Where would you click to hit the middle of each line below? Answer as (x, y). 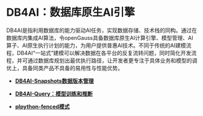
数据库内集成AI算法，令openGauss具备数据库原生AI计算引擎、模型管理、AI (100, 37)
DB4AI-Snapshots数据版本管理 (54, 81)
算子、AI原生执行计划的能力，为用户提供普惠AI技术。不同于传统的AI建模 (96, 45)
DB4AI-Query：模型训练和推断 (54, 94)
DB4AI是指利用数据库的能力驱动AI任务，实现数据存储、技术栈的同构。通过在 (102, 30)
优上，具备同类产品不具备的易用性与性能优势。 (65, 68)
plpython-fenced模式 (42, 106)
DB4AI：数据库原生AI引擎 (71, 12)
